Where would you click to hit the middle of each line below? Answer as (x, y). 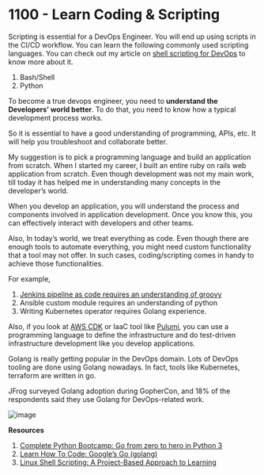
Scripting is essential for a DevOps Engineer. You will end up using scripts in (132, 36)
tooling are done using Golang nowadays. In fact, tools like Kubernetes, (124, 367)
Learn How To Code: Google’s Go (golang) (89, 454)
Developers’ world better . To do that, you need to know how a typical (122, 109)
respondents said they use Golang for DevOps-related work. (106, 399)
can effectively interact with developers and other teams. (101, 223)
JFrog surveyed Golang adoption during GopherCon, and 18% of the (119, 391)
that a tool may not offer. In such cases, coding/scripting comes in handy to (131, 255)
